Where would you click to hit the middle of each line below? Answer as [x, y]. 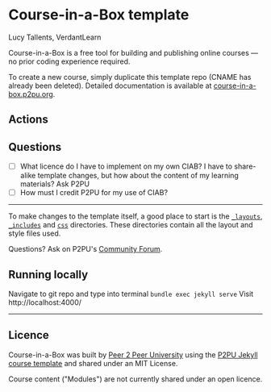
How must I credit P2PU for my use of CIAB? [94, 193]
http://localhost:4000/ [45, 302]
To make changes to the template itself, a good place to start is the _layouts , [135, 216]
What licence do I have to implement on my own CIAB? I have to [126, 166]
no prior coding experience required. [69, 61]
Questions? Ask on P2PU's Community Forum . [85, 249]
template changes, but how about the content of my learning [138, 176]
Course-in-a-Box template [99, 15]
